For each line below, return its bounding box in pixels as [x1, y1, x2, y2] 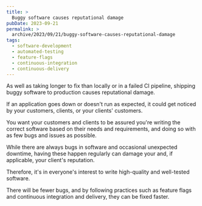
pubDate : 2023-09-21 [6, 20, 59, 26]
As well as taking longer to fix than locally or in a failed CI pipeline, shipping [6, 82, 196, 90]
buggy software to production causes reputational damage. [6, 89, 155, 96]
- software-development [12, 43, 72, 49]
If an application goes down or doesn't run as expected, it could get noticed [6, 101, 197, 108]
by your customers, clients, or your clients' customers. [6, 107, 143, 115]
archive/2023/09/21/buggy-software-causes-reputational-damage [12, 32, 175, 38]
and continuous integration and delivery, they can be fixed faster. [6, 193, 170, 201]
